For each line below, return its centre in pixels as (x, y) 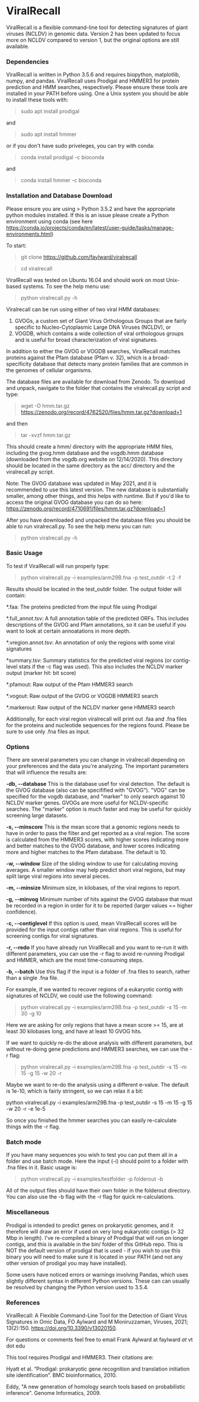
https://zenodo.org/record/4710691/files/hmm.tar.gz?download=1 (86, 508)
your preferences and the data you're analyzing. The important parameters (97, 766)
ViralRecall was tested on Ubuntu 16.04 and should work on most (86, 280)
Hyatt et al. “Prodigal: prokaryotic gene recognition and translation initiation (98, 1369)
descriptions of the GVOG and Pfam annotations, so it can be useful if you (96, 624)
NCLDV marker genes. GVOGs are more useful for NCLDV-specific (87, 803)
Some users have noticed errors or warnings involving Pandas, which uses (97, 1274)
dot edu (16, 1346)
